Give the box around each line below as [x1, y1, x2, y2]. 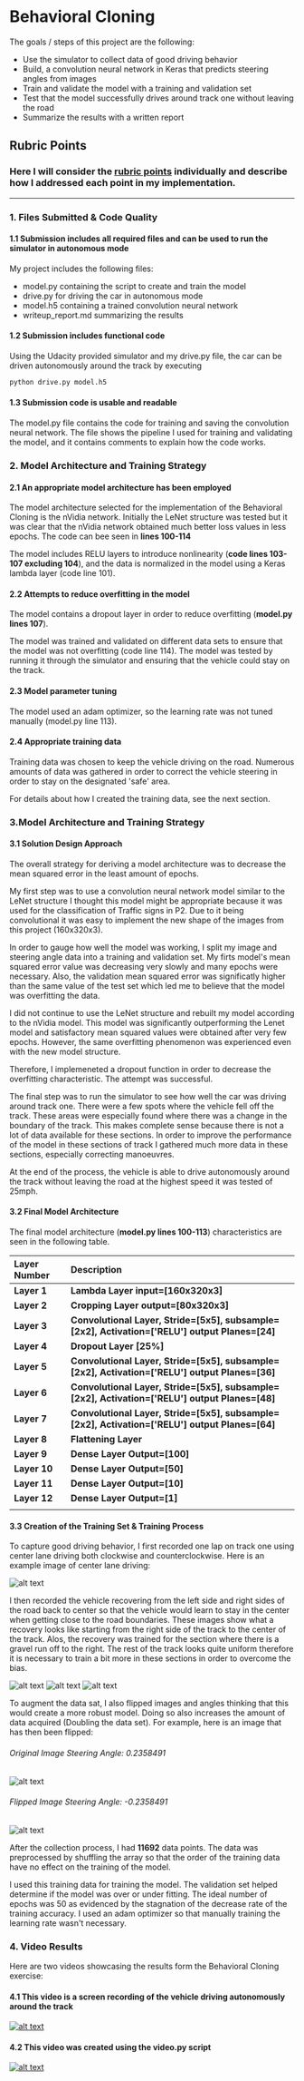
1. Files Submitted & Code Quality [9, 210, 158, 223]
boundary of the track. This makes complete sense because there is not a [9, 1119, 285, 1130]
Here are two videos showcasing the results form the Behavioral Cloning [9, 1961, 280, 1971]
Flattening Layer [71, 1433, 143, 1446]
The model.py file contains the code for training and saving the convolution [9, 417, 290, 428]
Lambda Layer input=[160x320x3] [71, 1285, 223, 1297]
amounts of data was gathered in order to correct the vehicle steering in [9, 766, 278, 777]
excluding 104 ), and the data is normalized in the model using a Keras [24, 558, 286, 569]
